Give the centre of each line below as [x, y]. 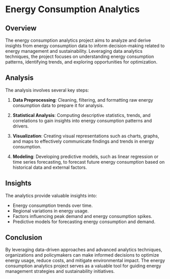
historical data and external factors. [50, 167]
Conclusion [24, 238]
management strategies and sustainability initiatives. [60, 271]
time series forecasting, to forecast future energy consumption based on [89, 162]
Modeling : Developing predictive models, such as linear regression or [86, 157]
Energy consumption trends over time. [53, 205]
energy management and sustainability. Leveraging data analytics [74, 51]
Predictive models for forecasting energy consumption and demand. [84, 222]
